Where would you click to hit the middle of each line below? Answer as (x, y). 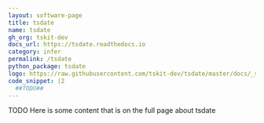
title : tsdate (31, 23)
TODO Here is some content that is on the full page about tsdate (112, 110)
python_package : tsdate (47, 67)
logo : (17, 74)
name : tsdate (29, 30)
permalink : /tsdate (40, 60)
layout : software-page (45, 15)
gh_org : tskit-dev (38, 37)
